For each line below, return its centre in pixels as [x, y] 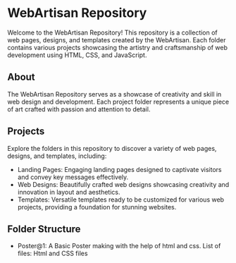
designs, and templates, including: [57, 156]
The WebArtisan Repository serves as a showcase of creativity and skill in [114, 94]
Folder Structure [44, 229]
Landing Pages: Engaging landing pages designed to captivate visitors [119, 169]
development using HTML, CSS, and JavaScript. [77, 55]
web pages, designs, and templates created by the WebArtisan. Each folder [117, 39]
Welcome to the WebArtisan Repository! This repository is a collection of [113, 32]
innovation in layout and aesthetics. [69, 192]
